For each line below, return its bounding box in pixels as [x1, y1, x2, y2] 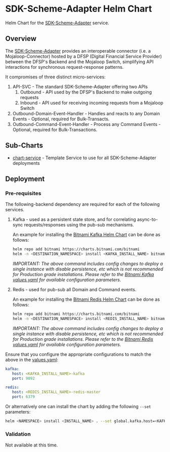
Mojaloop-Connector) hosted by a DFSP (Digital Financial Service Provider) [5, 53, 162, 59]
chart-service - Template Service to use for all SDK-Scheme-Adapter [12, 155, 156, 161]
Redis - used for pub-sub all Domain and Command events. [12, 287, 137, 292]
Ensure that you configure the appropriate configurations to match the [5, 351, 152, 357]
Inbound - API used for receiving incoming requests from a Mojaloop [20, 100, 163, 106]
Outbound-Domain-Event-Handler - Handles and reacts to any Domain [12, 110, 160, 116]
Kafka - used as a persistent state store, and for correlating [12, 216, 137, 222]
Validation [5, 430, 31, 437]
